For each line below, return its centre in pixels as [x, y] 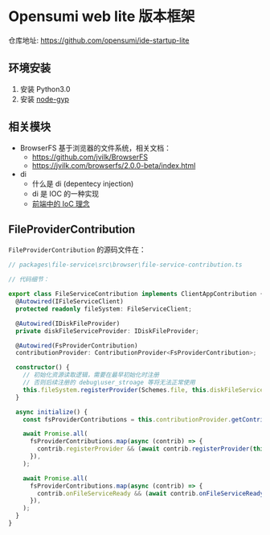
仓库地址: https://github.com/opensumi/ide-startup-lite [99, 40]
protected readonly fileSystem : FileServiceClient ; [104, 309]
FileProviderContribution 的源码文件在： [77, 249]
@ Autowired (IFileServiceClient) [70, 302]
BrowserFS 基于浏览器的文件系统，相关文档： [95, 148]
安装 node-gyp [45, 99]
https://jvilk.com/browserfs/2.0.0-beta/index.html [114, 165]
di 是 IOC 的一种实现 [65, 193]
